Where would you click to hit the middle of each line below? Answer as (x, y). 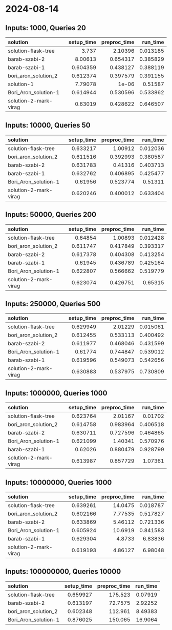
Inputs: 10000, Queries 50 (48, 125)
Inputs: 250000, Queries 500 (53, 304)
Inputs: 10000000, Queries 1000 (59, 482)
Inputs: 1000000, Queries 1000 (56, 393)
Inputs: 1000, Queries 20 (46, 28)
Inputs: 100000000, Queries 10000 (63, 572)
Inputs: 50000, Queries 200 (51, 215)
